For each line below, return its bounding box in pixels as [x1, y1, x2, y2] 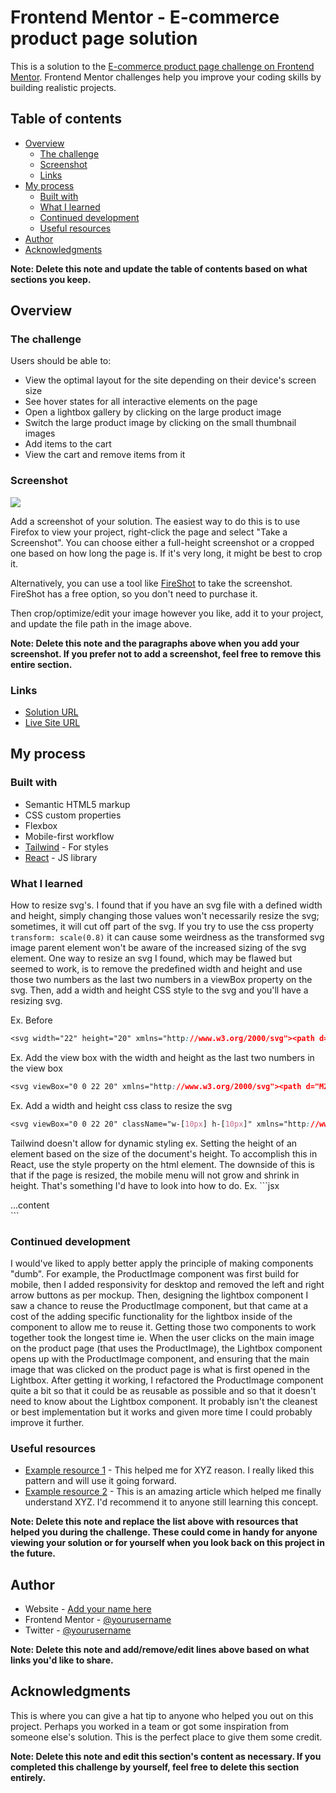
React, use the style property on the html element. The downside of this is [10, 1158, 315, 1170]
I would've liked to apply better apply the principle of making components [10, 1257, 314, 1269]
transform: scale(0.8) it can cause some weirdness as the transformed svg [10, 931, 325, 943]
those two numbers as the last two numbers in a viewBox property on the [10, 974, 313, 986]
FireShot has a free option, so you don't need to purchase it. [10, 587, 258, 600]
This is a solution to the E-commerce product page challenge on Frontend [10, 60, 315, 72]
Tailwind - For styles [24, 841, 109, 853]
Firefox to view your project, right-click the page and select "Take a [10, 526, 288, 538]
